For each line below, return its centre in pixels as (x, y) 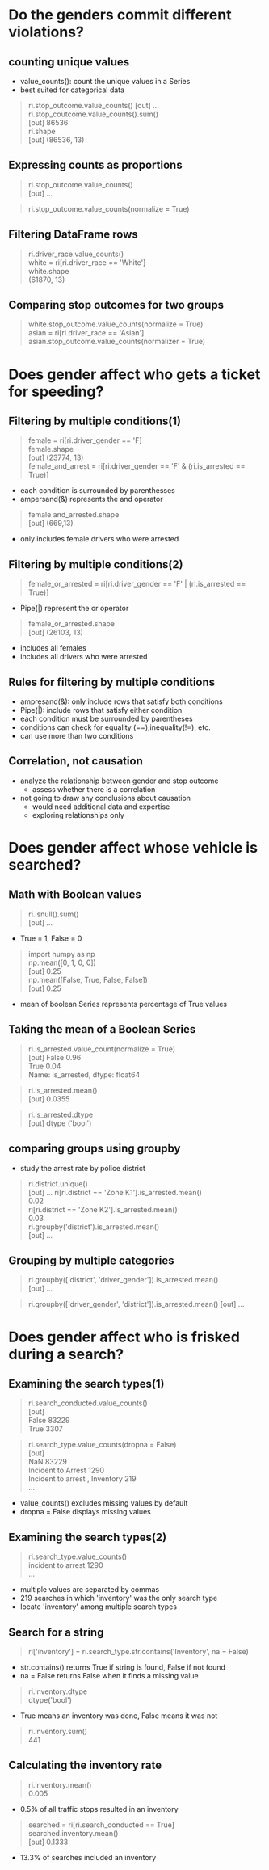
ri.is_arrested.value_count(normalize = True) (102, 1049)
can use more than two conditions (77, 736)
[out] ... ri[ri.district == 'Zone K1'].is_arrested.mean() (115, 1192)
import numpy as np (61, 954)
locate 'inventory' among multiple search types (99, 1607)
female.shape (51, 449)
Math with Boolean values (75, 895)
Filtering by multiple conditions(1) (95, 421)
